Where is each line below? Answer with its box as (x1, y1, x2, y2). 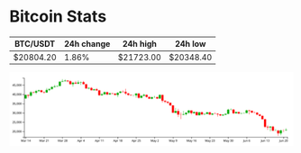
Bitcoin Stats (9, 6, 107, 27)
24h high (122, 39, 158, 49)
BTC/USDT (14, 39, 56, 49)
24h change (64, 39, 111, 49)
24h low (174, 39, 206, 49)
